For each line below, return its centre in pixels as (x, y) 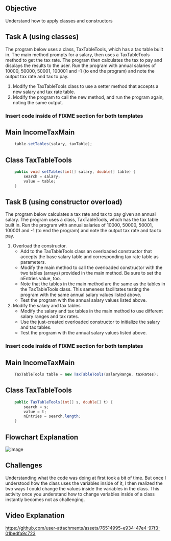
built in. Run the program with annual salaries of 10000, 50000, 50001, (79, 225)
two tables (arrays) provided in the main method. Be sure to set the (91, 273)
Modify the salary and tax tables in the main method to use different (92, 311)
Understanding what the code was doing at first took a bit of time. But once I (86, 478)
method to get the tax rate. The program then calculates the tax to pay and (84, 60)
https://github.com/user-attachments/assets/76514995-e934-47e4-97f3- (83, 528)
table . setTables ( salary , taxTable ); (54, 144)
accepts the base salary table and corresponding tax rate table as (90, 257)
